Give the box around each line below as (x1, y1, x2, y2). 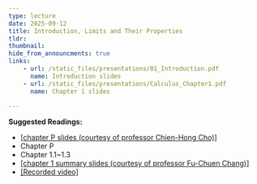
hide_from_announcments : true (8, 49, 111, 58)
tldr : (8, 34, 27, 43)
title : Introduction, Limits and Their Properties (8, 27, 183, 35)
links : (8, 58, 31, 66)
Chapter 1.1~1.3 (19, 150, 71, 160)
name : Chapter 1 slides (29, 87, 111, 96)
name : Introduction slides (29, 72, 122, 80)
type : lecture (8, 11, 57, 20)
